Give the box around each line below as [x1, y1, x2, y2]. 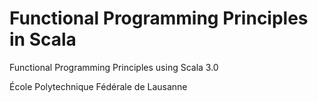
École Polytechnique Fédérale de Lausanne [9, 80, 188, 92]
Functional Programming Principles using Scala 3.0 [9, 61, 219, 73]
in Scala [9, 28, 77, 51]
